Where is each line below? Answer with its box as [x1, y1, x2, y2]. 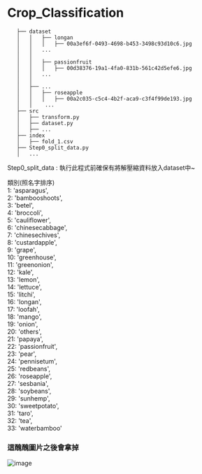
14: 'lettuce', [7, 282, 42, 291]
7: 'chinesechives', [7, 231, 61, 239]
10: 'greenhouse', [7, 253, 57, 261]
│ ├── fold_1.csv [16, 138, 73, 145]
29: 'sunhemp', [7, 394, 50, 403]
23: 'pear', [7, 350, 37, 358]
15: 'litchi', [7, 290, 36, 299]
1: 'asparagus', [7, 186, 49, 194]
